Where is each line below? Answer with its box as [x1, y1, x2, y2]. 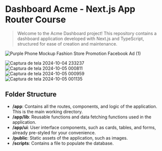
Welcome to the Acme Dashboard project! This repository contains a [17, 30, 157, 36]
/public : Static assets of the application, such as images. [12, 135, 128, 141]
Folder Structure [5, 90, 57, 99]
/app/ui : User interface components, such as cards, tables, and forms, [12, 124, 156, 130]
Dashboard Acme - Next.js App [5, 3, 136, 15]
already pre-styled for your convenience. [12, 130, 96, 136]
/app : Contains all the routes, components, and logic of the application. [12, 103, 157, 109]
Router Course [5, 14, 66, 25]
